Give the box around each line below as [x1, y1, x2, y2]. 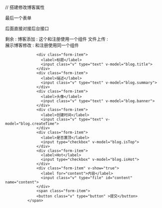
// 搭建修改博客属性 [5, 4, 45, 10]
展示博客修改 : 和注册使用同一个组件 [5, 42, 79, 48]
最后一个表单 [5, 15, 31, 21]
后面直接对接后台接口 [5, 25, 49, 31]
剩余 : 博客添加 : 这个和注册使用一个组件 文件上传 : [5, 36, 108, 42]
